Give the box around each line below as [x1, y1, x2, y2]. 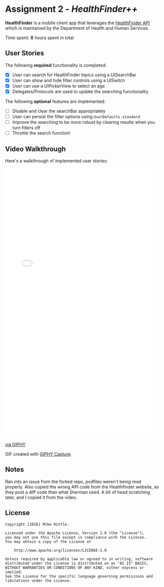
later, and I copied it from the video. [5, 494, 77, 500]
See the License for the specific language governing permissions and [5, 574, 153, 579]
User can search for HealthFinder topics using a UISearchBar [12, 72, 136, 78]
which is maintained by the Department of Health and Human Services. [5, 25, 149, 31]
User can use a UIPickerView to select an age [12, 83, 105, 89]
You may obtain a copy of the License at [5, 539, 92, 544]
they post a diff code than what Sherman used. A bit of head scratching [5, 489, 150, 495]
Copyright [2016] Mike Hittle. [5, 522, 69, 527]
